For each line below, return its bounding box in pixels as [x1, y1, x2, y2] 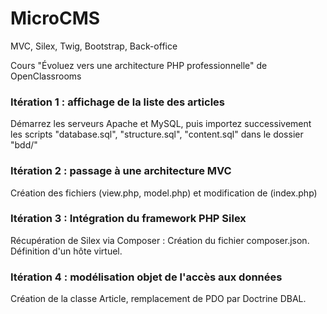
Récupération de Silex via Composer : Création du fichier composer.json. [10, 234, 310, 246]
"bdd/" [10, 139, 38, 151]
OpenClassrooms [10, 70, 82, 82]
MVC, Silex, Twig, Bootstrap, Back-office [10, 40, 178, 52]
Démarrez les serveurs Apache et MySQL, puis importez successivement [10, 118, 312, 130]
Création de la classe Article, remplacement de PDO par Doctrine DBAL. [10, 293, 307, 305]
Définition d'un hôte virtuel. [10, 245, 123, 257]
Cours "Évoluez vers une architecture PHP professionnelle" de [10, 59, 268, 71]
